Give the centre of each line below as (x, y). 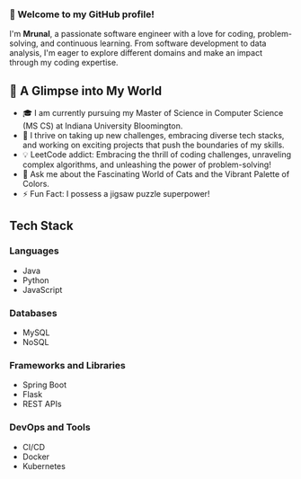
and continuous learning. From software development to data (153, 43)
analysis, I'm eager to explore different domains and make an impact (136, 53)
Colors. (35, 184)
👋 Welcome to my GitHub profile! (82, 14)
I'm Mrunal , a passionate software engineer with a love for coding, (133, 34)
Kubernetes (44, 466)
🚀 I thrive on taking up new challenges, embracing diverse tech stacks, (153, 136)
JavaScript (42, 289)
